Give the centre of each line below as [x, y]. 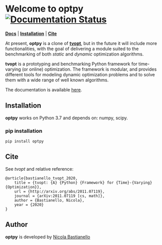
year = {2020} [29, 205]
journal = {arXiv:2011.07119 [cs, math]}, [60, 196]
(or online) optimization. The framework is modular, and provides [89, 69]
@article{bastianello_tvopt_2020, [42, 178]
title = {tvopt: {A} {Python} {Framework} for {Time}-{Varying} [83, 182]
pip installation [24, 131]
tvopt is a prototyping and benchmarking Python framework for [71, 64]
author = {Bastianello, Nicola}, [49, 200]
